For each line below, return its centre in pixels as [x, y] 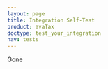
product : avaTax [31, 26]
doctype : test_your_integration [54, 33]
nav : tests [23, 40]
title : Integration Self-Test [51, 20]
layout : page [26, 14]
